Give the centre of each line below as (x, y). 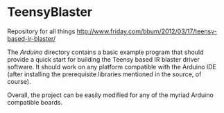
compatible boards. (35, 102)
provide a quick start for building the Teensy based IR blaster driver (103, 59)
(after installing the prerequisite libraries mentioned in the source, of (104, 74)
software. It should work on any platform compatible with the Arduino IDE (112, 67)
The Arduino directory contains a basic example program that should (105, 52)
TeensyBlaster (50, 12)
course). (19, 81)
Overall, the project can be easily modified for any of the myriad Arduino (110, 95)
